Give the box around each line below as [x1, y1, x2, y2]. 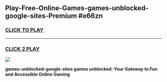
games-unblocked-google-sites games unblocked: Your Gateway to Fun [5, 66, 158, 72]
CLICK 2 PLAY [5, 45, 40, 52]
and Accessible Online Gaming [5, 71, 70, 77]
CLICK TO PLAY [5, 27, 44, 34]
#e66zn [78, 12, 103, 20]
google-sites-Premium [5, 12, 77, 20]
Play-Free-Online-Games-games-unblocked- [5, 4, 149, 12]
